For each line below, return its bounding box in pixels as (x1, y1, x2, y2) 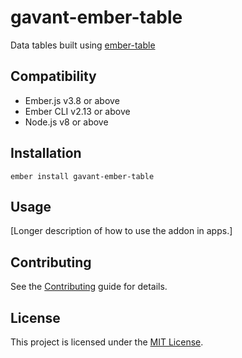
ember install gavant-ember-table (10, 171, 155, 181)
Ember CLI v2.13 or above (24, 105, 131, 117)
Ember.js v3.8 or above (24, 94, 120, 106)
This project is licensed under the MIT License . (10, 336, 204, 348)
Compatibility (10, 68, 97, 85)
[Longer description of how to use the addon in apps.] (10, 225, 233, 237)
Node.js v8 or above (24, 116, 109, 128)
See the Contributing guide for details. (10, 281, 168, 293)
